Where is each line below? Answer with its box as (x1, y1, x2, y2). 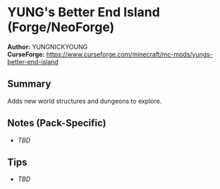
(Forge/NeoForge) (7, 19, 115, 35)
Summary (7, 78, 51, 90)
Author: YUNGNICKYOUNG (7, 42, 88, 51)
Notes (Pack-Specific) (7, 117, 106, 129)
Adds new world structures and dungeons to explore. (7, 97, 162, 105)
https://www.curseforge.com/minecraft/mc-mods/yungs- (46, 50, 213, 59)
